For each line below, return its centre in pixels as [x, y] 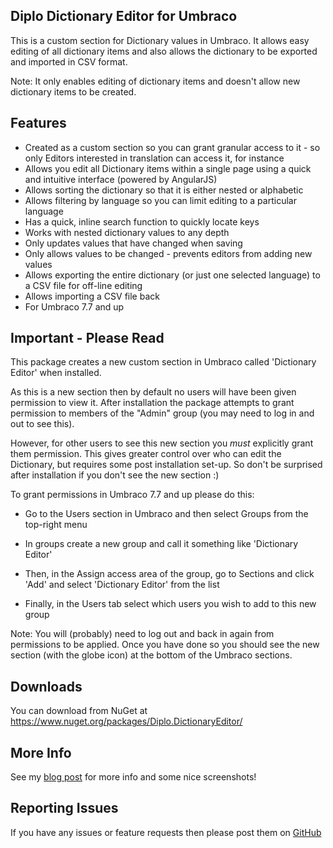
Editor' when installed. [56, 373]
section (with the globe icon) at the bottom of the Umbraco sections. [151, 655]
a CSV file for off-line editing [83, 285]
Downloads [46, 686]
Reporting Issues [64, 808]
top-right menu [56, 525]
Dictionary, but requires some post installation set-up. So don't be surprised [166, 465]
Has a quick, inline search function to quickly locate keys [142, 221]
